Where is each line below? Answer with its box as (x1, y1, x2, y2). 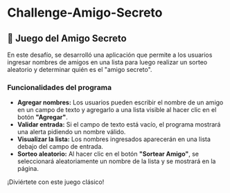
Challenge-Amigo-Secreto (7, 5, 163, 21)
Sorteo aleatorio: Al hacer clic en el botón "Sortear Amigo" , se (17, 150, 200, 158)
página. (17, 165, 39, 173)
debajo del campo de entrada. (17, 143, 104, 151)
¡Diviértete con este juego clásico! (7, 178, 105, 186)
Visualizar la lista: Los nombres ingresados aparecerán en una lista (17, 135, 211, 143)
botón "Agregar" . (17, 113, 68, 122)
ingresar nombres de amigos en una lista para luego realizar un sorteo (7, 58, 208, 66)
